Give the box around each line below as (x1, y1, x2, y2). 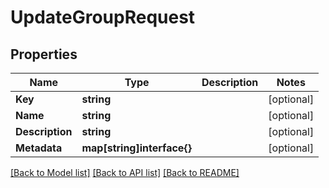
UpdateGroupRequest (10, 6, 196, 29)
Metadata (15, 141, 63, 155)
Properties (10, 46, 78, 63)
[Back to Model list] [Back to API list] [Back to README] (10, 167, 240, 178)
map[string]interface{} (81, 141, 192, 155)
